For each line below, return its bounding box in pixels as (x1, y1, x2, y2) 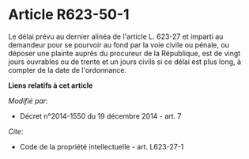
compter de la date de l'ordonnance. (8, 65, 127, 74)
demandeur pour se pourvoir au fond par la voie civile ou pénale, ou (8, 40, 229, 49)
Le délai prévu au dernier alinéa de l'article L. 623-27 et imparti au (8, 32, 224, 41)
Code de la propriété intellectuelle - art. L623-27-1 (19, 142, 184, 151)
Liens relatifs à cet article (8, 81, 93, 90)
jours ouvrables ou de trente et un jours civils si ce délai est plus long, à (8, 57, 242, 66)
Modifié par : (8, 96, 49, 105)
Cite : (8, 127, 24, 136)
